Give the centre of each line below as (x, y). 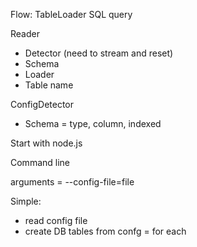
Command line (40, 162)
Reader (25, 33)
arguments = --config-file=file (72, 182)
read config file (56, 220)
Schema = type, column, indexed (93, 123)
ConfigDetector (42, 104)
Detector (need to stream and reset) (99, 53)
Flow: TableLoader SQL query (71, 14)
